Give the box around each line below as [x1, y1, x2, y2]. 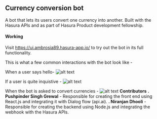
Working [5, 34, 23, 40]
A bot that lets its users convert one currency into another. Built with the [5, 17, 152, 23]
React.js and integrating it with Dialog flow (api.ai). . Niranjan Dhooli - [5, 99, 147, 105]
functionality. [5, 50, 32, 56]
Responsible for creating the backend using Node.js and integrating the [5, 104, 151, 110]
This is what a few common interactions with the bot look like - [5, 59, 133, 66]
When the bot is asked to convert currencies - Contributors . [5, 88, 150, 94]
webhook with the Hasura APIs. [5, 109, 69, 115]
